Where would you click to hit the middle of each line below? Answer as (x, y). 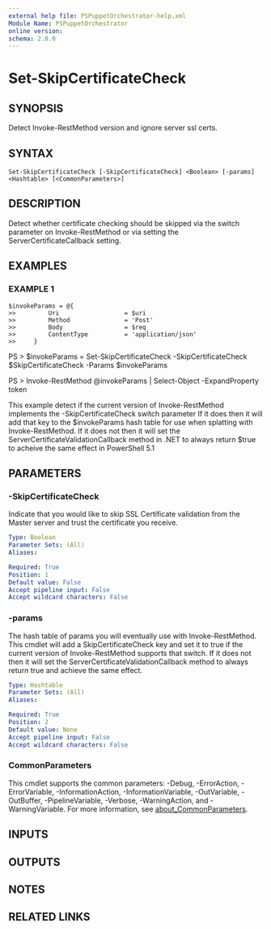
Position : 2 (28, 722)
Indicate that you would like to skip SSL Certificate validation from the (124, 514)
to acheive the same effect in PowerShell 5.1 (82, 448)
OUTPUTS (34, 862)
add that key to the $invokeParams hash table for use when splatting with (131, 422)
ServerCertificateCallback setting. (65, 241)
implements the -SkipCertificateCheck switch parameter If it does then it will (135, 413)
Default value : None (43, 730)
